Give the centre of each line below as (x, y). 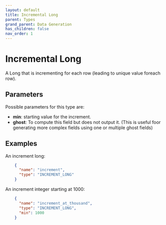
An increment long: (25, 156)
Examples (21, 144)
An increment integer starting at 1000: (45, 189)
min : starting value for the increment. (52, 117)
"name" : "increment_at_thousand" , (56, 203)
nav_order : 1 (19, 34)
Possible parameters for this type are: (45, 107)
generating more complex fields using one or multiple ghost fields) (83, 128)
